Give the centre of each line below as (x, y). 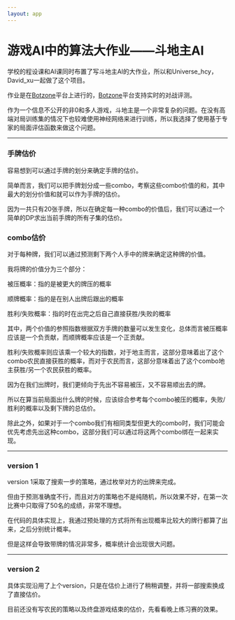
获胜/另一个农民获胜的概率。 (54, 370)
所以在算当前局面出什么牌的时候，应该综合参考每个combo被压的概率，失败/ (116, 399)
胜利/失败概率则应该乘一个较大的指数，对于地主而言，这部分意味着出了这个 (116, 352)
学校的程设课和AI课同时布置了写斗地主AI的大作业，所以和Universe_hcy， (113, 71)
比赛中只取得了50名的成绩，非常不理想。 (66, 506)
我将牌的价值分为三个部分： (47, 269)
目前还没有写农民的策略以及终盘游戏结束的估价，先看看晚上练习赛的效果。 (114, 609)
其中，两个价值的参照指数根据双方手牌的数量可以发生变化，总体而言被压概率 (117, 329)
